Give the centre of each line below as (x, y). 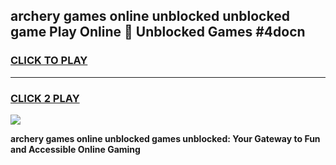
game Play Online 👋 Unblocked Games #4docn (158, 32)
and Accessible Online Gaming (75, 149)
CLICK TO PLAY (49, 61)
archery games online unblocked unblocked (150, 16)
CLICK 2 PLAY (45, 98)
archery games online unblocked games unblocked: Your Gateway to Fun (165, 138)
